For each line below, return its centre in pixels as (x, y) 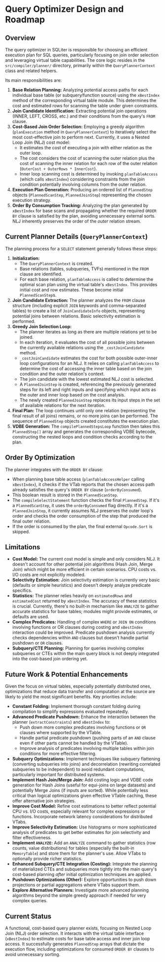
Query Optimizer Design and (65, 9)
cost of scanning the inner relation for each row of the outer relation (88, 163)
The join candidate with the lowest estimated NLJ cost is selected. (87, 379)
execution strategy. (32, 200)
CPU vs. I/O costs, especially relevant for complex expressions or (79, 811)
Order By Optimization (40, 458)
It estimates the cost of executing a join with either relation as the (86, 148)
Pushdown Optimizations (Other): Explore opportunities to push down (84, 880)
